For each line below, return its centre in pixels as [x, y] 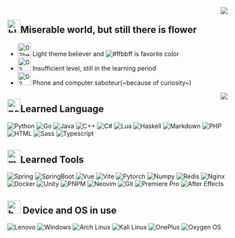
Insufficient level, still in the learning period [94, 68]
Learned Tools [52, 160]
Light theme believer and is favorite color [106, 54]
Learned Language [62, 109]
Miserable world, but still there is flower [109, 30]
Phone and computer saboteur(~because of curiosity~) [112, 83]
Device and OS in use [69, 210]
